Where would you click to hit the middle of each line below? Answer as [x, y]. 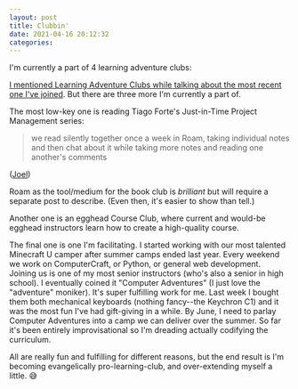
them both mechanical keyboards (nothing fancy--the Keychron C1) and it [144, 302]
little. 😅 [24, 376]
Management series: [47, 121]
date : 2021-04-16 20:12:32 [59, 34]
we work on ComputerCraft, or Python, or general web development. [135, 264]
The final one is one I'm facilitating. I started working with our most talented [148, 245]
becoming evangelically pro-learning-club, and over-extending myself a [141, 367]
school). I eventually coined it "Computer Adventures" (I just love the [135, 283]
